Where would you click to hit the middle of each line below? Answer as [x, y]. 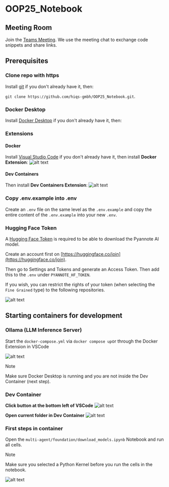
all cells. [14, 445]
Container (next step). [28, 381]
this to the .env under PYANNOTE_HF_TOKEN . [48, 275]
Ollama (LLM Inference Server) [44, 330]
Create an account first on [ [34, 254]
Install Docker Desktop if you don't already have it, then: [64, 120]
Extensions [19, 133]
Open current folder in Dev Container [45, 415]
